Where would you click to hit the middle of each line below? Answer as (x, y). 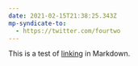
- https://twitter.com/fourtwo (68, 31)
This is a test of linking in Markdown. (69, 54)
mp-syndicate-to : (38, 23)
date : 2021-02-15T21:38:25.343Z (63, 16)
